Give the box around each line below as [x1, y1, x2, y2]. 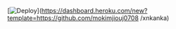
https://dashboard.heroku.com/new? [41, 7, 148, 14]
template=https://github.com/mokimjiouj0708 [7, 14, 139, 22]
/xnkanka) [140, 14, 170, 22]
